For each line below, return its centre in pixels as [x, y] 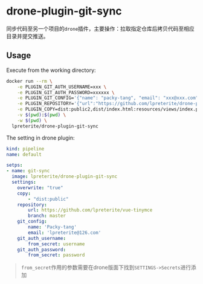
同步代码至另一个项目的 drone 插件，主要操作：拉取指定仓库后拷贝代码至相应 [100, 28]
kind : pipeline [25, 149]
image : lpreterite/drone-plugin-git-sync [65, 176]
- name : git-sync [28, 171]
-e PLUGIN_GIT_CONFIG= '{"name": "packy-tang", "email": [89, 98]
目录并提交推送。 [27, 36]
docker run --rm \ [29, 81]
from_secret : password [56, 255]
